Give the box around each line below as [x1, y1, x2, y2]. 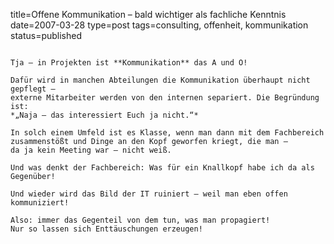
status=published [10, 30, 83, 41]
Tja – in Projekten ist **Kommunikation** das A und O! [10, 58, 248, 68]
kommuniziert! [10, 198, 70, 208]
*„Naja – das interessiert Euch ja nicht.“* [10, 110, 199, 120]
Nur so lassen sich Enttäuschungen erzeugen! [10, 224, 203, 234]
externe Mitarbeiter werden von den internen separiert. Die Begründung [10, 93, 320, 103]
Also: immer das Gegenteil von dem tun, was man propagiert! [10, 215, 271, 225]
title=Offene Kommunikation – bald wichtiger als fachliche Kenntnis [10, 9, 287, 20]
